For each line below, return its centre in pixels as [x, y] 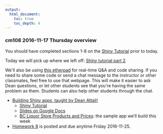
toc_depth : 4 [27, 23]
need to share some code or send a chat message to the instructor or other [81, 75]
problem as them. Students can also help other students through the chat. [79, 90]
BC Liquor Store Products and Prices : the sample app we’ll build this [88, 116]
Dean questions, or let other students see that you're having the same [75, 86]
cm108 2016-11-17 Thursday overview [51, 41]
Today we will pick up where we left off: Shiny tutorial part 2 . [66, 60]
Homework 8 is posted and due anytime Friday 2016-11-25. [71, 126]
